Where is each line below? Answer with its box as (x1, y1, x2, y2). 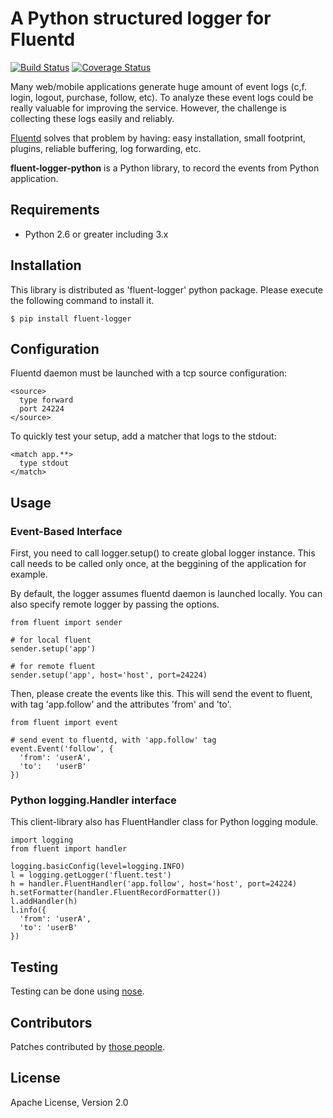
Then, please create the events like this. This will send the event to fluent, (10, 688, 313, 700)
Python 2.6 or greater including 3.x (24, 228, 169, 240)
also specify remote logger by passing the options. (10, 598, 220, 611)
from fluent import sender (10, 618, 123, 628)
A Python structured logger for (10, 7, 272, 30)
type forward (19, 395, 74, 406)
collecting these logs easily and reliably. (10, 112, 175, 124)
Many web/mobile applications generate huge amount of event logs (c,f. (10, 80, 307, 92)
